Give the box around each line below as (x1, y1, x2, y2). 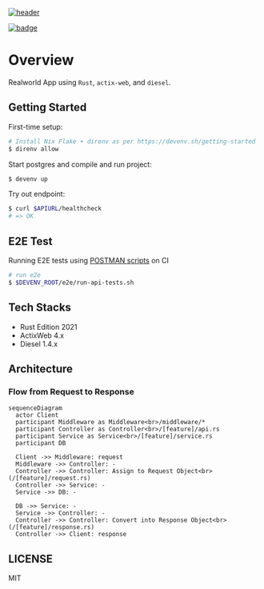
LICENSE (8, 552, 54, 566)
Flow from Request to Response (8, 386, 134, 397)
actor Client (15, 411, 59, 419)
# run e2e (8, 270, 42, 279)
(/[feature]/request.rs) (8, 475, 91, 483)
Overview (8, 51, 74, 70)
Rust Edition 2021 (19, 322, 78, 331)
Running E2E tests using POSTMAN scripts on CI (8, 255, 170, 265)
